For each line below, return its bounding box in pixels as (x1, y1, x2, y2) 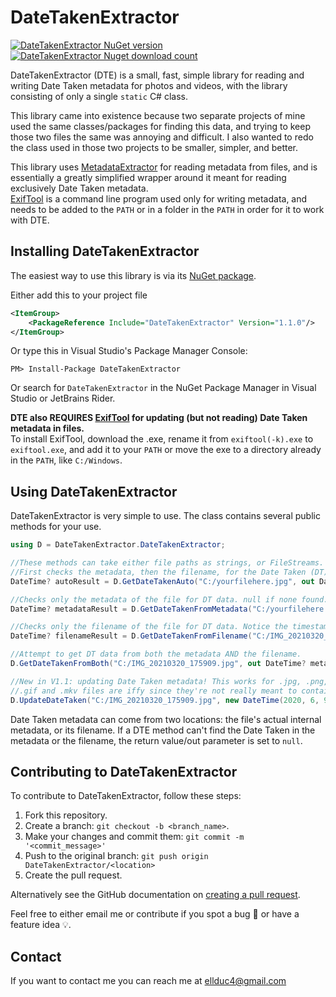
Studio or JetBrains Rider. (10, 392, 116, 405)
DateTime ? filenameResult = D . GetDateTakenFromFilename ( (10, 631, 253, 641)
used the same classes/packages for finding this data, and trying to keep (10, 120, 311, 132)
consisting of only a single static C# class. (10, 90, 188, 102)
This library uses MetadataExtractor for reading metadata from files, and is (10, 161, 318, 173)
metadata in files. (10, 422, 85, 435)
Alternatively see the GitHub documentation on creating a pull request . (10, 889, 301, 901)
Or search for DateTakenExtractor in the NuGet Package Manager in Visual (10, 382, 317, 394)
